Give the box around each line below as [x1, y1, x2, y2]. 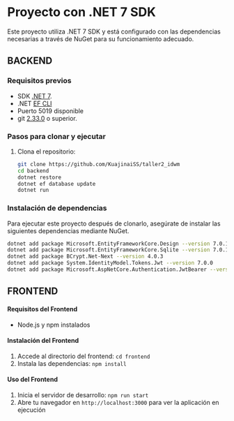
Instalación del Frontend [7, 337, 79, 345]
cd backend [17, 167, 49, 175]
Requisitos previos [7, 76, 72, 86]
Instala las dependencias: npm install [17, 359, 127, 367]
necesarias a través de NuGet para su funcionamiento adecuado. [7, 34, 194, 43]
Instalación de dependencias [7, 203, 107, 213]
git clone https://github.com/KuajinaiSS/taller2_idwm [17, 161, 180, 168]
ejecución [17, 406, 46, 414]
